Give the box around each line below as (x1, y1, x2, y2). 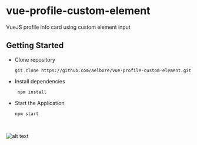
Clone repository (14, 56, 56, 63)
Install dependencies (14, 77, 66, 85)
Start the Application (14, 99, 65, 106)
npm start (14, 110, 39, 117)
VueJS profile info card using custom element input (6, 23, 131, 31)
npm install (17, 89, 47, 95)
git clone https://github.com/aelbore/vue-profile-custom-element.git (14, 68, 192, 73)
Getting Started (6, 41, 64, 50)
